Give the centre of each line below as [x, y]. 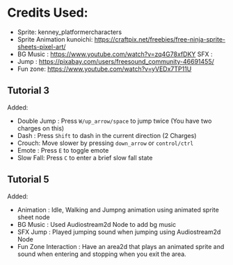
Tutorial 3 [29, 91]
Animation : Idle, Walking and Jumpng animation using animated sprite [118, 210]
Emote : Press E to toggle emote [63, 150]
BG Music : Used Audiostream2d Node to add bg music [96, 224]
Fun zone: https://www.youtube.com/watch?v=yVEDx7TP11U [104, 69]
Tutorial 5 [29, 179]
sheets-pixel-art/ [41, 46]
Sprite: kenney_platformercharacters [70, 32]
